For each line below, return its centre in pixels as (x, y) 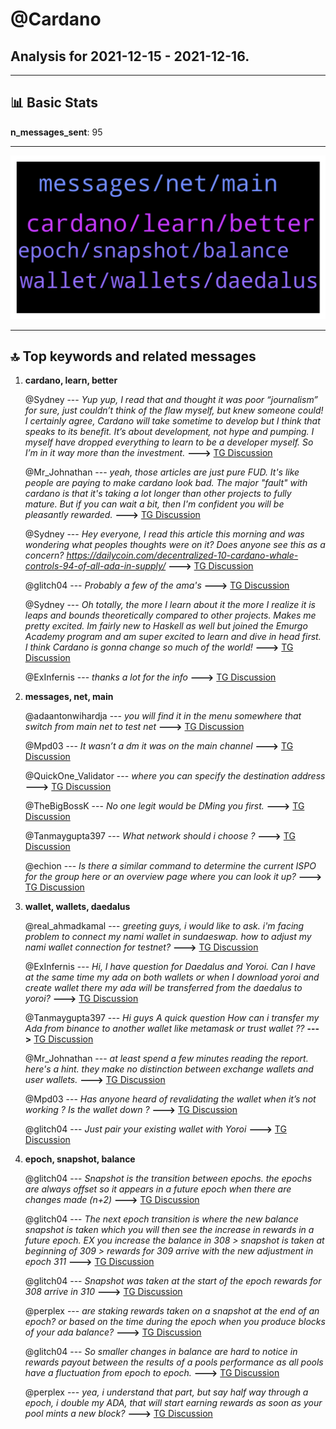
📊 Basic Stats (54, 103)
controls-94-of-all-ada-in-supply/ (95, 566)
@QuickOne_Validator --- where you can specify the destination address (175, 776)
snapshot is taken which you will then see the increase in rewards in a (169, 1230)
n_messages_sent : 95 (56, 132)
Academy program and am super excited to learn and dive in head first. (173, 637)
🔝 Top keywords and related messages (133, 356)
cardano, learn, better (71, 380)
